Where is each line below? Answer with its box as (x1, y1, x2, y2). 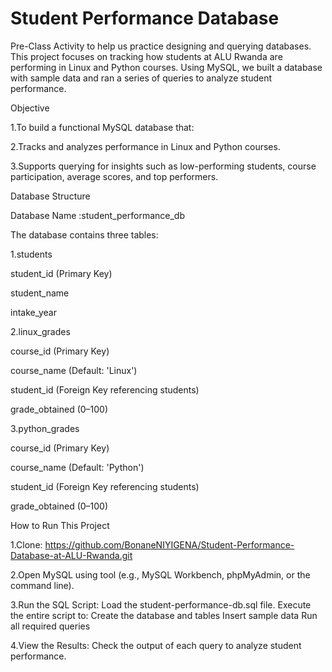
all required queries (10, 620, 91, 632)
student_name (10, 287, 70, 299)
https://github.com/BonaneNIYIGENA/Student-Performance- (44, 538, 295, 551)
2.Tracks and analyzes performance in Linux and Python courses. (10, 140, 281, 152)
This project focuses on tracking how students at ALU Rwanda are (10, 50, 283, 62)
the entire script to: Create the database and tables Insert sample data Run (10, 609, 318, 621)
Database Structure (10, 190, 91, 202)
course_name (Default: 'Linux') (10, 364, 138, 376)
